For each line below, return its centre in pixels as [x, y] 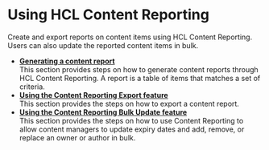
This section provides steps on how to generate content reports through [139, 69]
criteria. [32, 87]
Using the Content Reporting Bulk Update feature [103, 112]
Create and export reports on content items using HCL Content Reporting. [130, 37]
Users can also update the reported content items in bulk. [103, 45]
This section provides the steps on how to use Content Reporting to [131, 120]
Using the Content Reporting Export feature [93, 95]
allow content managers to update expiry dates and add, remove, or [132, 129]
